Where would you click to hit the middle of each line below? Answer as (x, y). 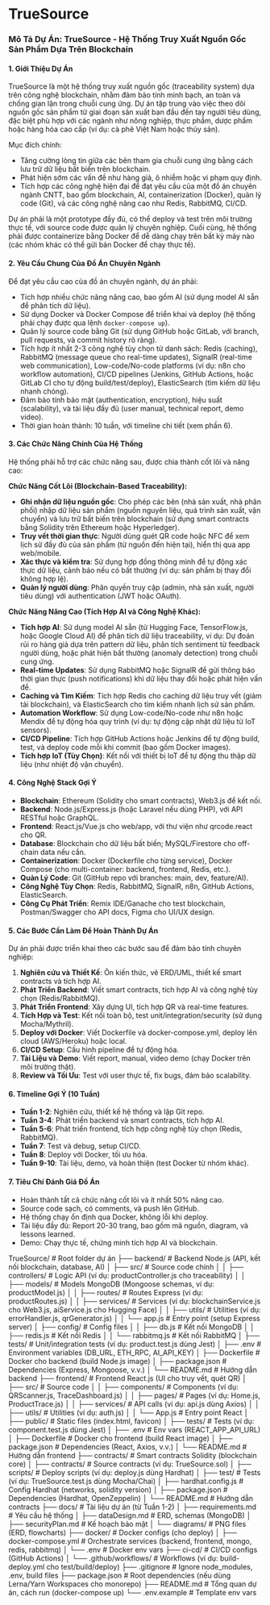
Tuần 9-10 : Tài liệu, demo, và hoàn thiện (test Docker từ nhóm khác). (134, 1163)
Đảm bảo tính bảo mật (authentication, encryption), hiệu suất (121, 399)
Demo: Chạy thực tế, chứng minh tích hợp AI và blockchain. (118, 1242)
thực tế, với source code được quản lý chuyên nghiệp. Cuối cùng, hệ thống (133, 227)
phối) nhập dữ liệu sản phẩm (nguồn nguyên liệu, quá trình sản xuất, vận (140, 510)
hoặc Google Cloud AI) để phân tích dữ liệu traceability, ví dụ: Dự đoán (137, 636)
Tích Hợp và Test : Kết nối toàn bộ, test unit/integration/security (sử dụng (141, 1015)
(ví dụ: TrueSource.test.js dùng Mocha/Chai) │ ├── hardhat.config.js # (126, 1481)
